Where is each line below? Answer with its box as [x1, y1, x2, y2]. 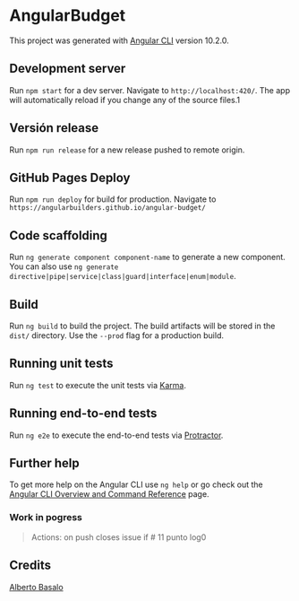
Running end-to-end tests [9, 405, 158, 422]
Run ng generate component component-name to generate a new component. [9, 252, 286, 263]
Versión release [9, 120, 99, 135]
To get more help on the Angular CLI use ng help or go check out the [9, 479, 263, 490]
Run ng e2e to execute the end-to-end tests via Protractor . [9, 430, 224, 440]
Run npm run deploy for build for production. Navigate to [9, 194, 217, 205]
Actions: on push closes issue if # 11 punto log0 [30, 531, 207, 543]
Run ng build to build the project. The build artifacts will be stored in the [9, 320, 276, 331]
